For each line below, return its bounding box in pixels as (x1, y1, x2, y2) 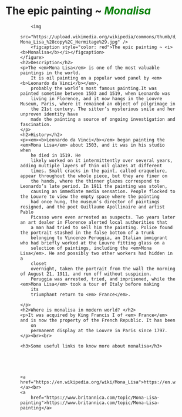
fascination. (20, 121, 52, 127)
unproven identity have (20, 111, 79, 117)
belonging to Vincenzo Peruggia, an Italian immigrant (31, 234, 168, 241)
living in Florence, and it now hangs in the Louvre (31, 95, 163, 101)
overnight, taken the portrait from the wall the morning (31, 266, 176, 272)
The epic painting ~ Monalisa (5, 4, 151, 18)
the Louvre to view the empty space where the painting (20, 193, 160, 200)
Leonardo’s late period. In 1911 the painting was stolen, (20, 183, 168, 189)
